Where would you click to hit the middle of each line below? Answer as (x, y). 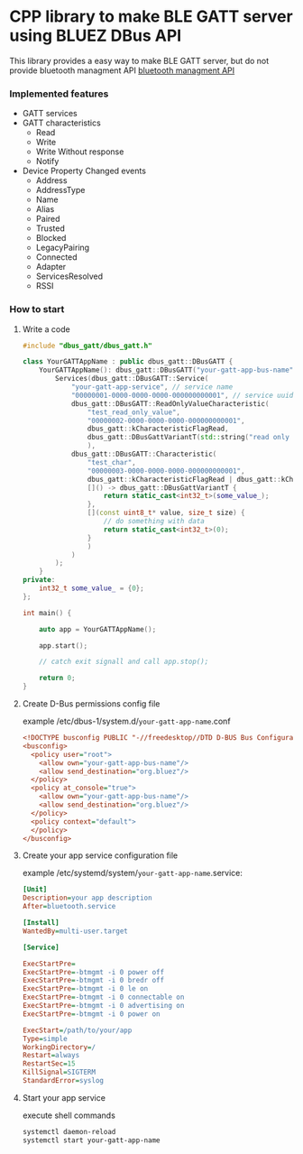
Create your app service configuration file (100, 855)
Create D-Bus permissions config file (91, 704)
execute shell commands (69, 1115)
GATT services (50, 114)
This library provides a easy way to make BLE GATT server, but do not (139, 60)
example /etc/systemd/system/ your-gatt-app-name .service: (133, 873)
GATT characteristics (61, 123)
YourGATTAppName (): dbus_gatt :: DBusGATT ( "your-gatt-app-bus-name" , (168, 370)
